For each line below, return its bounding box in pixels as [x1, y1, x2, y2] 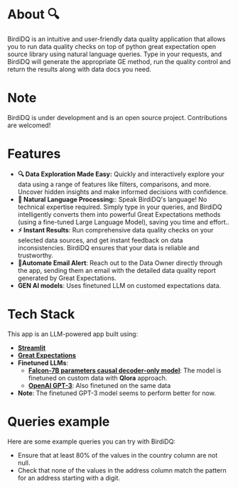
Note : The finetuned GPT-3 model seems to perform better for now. [17, 389, 217, 397]
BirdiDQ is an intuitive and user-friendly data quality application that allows [7, 34, 226, 43]
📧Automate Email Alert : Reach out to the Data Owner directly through [17, 258, 223, 267]
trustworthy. [17, 251, 54, 259]
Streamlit [17, 343, 46, 352]
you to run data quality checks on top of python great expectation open [7, 42, 217, 50]
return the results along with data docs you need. [7, 65, 151, 73]
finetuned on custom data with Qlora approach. [28, 373, 168, 382]
